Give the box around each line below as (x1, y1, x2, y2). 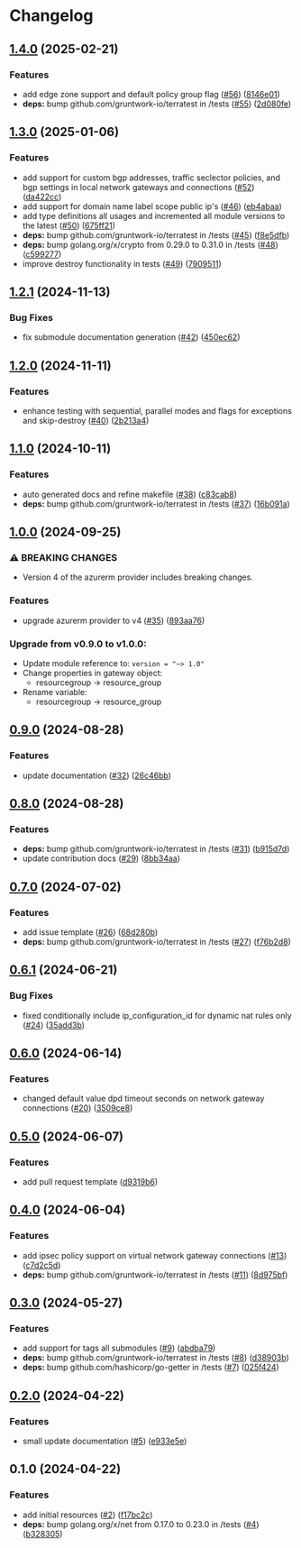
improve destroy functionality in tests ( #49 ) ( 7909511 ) (22, 258, 223, 269)
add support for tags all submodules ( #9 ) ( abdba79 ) (22, 1342, 216, 1353)
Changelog (9, 5, 94, 26)
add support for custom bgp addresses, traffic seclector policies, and (22, 172, 281, 183)
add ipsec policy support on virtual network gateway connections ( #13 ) (22, 1250, 287, 1260)
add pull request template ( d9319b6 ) (22, 1177, 159, 1187)
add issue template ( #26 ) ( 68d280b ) (22, 926, 159, 938)
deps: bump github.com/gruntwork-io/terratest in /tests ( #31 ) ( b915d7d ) (22, 844, 290, 855)
